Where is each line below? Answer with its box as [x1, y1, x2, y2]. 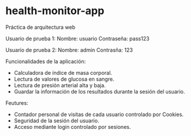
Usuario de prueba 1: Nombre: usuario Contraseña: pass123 [5, 35, 150, 42]
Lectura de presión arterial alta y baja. [13, 81, 106, 89]
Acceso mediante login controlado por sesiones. [13, 123, 131, 130]
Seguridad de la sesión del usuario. [13, 117, 100, 124]
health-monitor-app [5, 4, 105, 18]
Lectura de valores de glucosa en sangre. [13, 75, 115, 82]
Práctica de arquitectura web [5, 24, 76, 31]
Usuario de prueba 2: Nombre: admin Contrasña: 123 [5, 46, 133, 54]
